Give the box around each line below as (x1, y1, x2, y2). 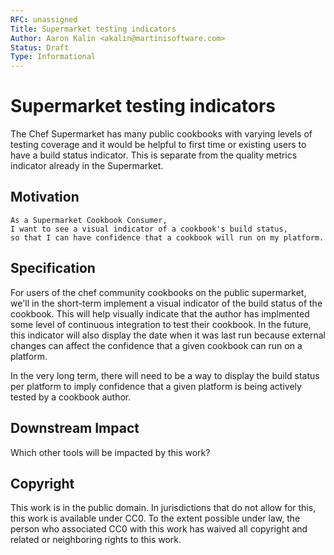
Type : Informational (10, 52, 97, 62)
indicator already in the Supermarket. (10, 160, 164, 172)
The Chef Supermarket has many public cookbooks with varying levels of (10, 128, 313, 140)
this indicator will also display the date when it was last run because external (10, 329, 326, 341)
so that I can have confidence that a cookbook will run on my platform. (10, 232, 325, 243)
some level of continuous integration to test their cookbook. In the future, (10, 318, 312, 330)
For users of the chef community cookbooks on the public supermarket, (10, 286, 307, 298)
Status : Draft (10, 42, 70, 53)
